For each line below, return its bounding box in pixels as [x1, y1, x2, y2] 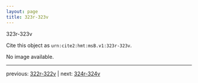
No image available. [6, 53, 54, 60]
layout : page [6, 8, 38, 15]
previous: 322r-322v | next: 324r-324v [6, 70, 101, 77]
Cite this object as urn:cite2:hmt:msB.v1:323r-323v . [6, 42, 132, 49]
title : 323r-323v [6, 14, 49, 20]
